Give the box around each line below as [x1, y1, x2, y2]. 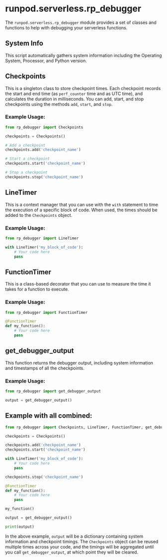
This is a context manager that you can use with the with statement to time [5, 201, 158, 207]
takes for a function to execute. [5, 286, 69, 292]
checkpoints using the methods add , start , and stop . [5, 101, 113, 107]
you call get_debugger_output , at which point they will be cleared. [5, 549, 138, 555]
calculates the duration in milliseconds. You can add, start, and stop [5, 95, 144, 102]
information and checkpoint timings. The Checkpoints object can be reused [5, 538, 159, 545]
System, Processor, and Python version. [5, 58, 87, 64]
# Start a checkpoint [5, 156, 50, 162]
